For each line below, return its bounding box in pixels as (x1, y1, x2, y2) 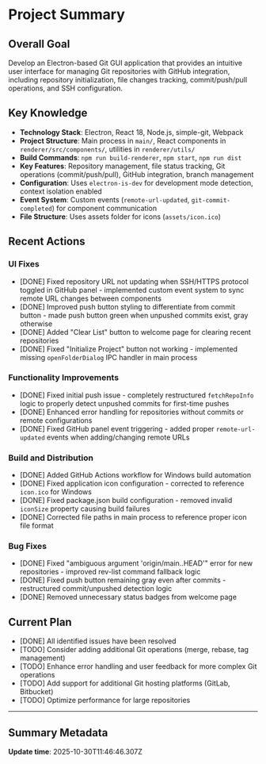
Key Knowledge (8, 106, 88, 120)
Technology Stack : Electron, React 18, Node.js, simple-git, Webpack (19, 127, 244, 136)
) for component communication (51, 203, 157, 213)
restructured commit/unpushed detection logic (19, 584, 173, 593)
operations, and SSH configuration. (8, 83, 123, 93)
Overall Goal (8, 37, 70, 51)
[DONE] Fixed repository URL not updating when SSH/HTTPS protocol (19, 276, 249, 286)
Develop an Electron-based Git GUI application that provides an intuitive (8, 58, 243, 67)
